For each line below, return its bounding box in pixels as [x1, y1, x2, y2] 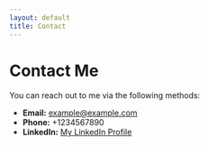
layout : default [9, 13, 70, 23]
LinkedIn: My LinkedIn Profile [22, 127, 132, 138]
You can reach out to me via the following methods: [9, 90, 201, 101]
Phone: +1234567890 [22, 117, 104, 128]
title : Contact [9, 22, 67, 31]
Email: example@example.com [22, 107, 138, 118]
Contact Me [9, 60, 99, 81]
